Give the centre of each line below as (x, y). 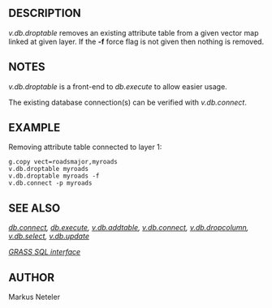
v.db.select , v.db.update (49, 236)
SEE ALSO (35, 208)
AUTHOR (32, 278)
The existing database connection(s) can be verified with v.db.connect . (128, 102)
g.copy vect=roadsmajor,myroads (63, 162)
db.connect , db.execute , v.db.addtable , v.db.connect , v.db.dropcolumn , (129, 228)
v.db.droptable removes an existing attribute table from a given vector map (134, 32)
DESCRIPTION (45, 13)
